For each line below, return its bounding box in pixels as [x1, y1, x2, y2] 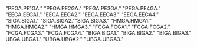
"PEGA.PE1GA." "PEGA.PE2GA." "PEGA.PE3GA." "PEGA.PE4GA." [5, 5, 161, 12]
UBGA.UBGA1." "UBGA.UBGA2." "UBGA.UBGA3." [5, 36, 124, 42]
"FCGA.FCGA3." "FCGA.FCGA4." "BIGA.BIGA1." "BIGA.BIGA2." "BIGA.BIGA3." [5, 30, 192, 37]
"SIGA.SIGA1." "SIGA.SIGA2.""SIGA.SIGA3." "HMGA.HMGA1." [5, 17, 152, 24]
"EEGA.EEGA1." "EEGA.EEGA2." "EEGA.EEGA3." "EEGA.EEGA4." [5, 11, 159, 18]
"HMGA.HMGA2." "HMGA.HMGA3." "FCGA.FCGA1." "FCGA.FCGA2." [5, 23, 170, 30]
